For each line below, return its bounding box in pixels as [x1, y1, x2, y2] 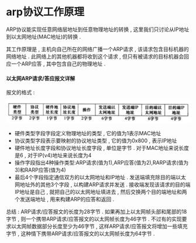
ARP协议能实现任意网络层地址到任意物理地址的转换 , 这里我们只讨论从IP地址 [6, 26, 190, 33]
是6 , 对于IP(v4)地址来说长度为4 [14, 152, 92, 159]
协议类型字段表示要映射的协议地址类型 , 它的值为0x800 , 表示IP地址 [14, 137, 177, 144]
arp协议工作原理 [6, 5, 85, 19]
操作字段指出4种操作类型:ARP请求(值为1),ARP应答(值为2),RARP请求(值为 [14, 159, 189, 166]
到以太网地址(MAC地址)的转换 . [6, 33, 81, 40]
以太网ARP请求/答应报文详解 [6, 74, 75, 82]
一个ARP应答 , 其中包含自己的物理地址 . [11, 60, 106, 67]
